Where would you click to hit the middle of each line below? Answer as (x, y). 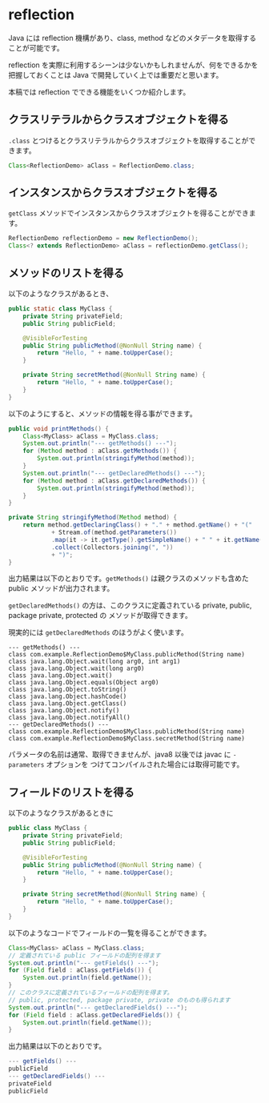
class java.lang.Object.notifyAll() (69, 718)
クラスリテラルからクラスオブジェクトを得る (119, 120)
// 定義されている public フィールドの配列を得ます (85, 955)
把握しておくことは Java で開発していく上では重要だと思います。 (116, 74)
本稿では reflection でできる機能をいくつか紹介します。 (99, 92)
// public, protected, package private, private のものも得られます (119, 1000)
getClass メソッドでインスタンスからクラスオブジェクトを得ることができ (129, 213)
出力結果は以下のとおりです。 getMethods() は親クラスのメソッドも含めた (129, 579)
